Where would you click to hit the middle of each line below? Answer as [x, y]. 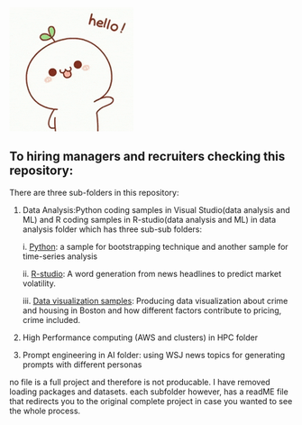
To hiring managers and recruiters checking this [147, 157]
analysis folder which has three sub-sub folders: [112, 229]
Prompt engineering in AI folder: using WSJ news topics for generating [154, 355]
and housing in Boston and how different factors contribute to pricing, [152, 310]
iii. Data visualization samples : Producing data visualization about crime [155, 300]
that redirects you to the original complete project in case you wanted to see [151, 401]
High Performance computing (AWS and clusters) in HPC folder [140, 337]
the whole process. [45, 411]
